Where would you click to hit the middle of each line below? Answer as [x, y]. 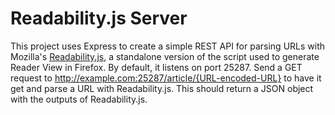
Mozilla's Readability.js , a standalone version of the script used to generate [165, 56]
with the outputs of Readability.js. [79, 99]
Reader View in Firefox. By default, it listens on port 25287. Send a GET [156, 67]
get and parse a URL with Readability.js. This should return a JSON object [162, 88]
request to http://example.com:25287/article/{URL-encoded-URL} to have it [166, 78]
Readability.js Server [99, 18]
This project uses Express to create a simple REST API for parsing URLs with [168, 46]
